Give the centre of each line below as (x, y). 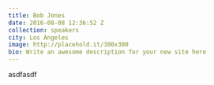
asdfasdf (23, 74)
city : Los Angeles (38, 37)
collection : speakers (44, 30)
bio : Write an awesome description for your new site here (107, 52)
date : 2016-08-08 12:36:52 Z (56, 23)
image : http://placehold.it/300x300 (68, 45)
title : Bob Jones (37, 15)
